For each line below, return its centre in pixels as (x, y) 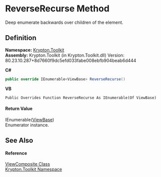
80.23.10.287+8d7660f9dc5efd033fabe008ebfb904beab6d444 (71, 60)
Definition (21, 38)
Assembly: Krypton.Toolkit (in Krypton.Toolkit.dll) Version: (65, 55)
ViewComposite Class (28, 164)
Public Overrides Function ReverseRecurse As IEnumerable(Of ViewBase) (81, 98)
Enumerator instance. (27, 125)
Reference (16, 153)
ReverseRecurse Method (57, 9)
